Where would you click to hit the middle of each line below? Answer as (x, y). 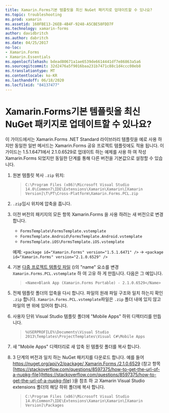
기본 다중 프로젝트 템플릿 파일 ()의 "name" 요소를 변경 (66, 267)
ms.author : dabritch (27, 38)
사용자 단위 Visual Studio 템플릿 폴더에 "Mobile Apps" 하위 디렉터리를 (82, 316)
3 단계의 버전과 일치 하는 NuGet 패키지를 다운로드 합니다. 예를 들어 (78, 357)
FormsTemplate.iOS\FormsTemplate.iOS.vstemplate (72, 242)
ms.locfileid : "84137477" (32, 85)
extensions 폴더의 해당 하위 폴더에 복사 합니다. (59, 387)
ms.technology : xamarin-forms (37, 29)
